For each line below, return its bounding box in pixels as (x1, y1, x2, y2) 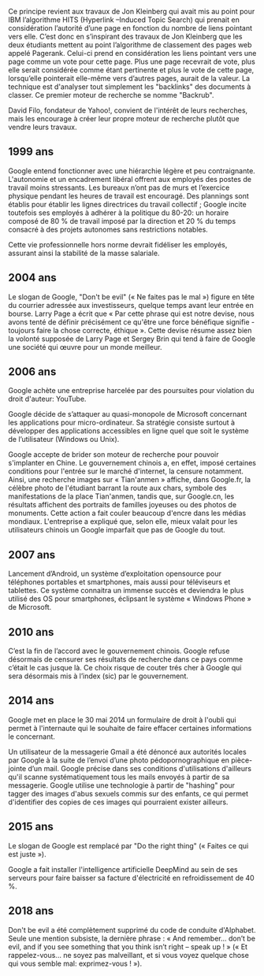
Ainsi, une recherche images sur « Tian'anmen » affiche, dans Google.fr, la (8, 475, 251, 484)
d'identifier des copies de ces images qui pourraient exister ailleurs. (8, 797, 229, 807)
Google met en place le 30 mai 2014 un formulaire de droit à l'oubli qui (8, 714, 236, 724)
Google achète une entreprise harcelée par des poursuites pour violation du (8, 386, 255, 395)
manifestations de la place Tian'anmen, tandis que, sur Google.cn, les (8, 492, 235, 501)
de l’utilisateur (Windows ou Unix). (8, 435, 120, 444)
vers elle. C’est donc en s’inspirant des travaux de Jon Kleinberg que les (8, 32, 243, 41)
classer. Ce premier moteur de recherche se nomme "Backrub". (8, 91, 214, 99)
